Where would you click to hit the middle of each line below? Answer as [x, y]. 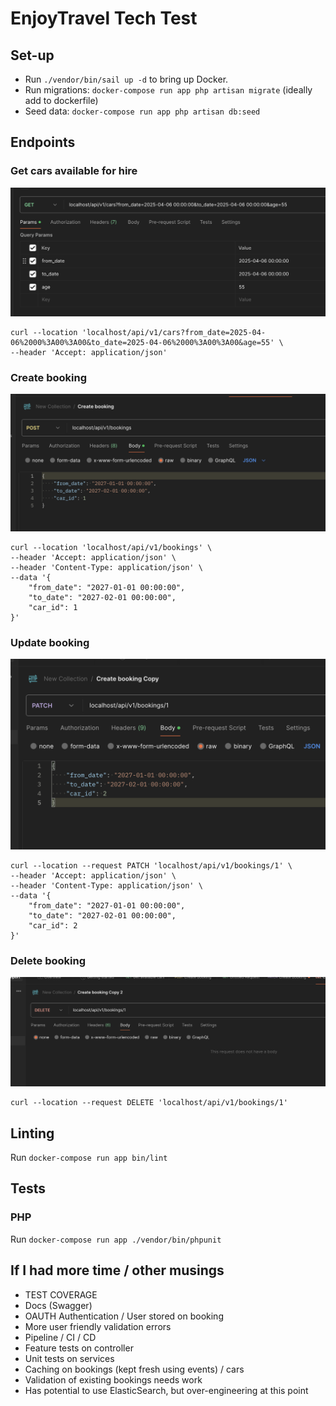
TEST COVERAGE [61, 1294]
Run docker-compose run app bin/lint [89, 1157]
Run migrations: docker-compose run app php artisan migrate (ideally [168, 90]
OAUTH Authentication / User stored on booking [124, 1316]
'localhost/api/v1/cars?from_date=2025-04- [174, 332]
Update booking [50, 642]
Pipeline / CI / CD [60, 1337]
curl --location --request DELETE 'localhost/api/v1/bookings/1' [149, 1103]
